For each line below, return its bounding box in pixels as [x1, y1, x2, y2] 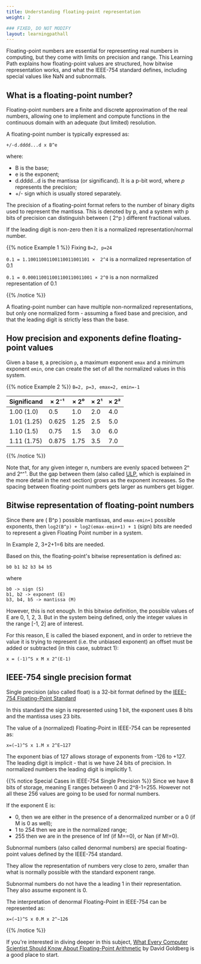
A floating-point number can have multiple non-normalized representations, [6, 303, 193, 311]
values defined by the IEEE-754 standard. [20, 850, 123, 858]
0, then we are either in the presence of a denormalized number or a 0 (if [14, 813, 196, 820]
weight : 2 [6, 14, 31, 20]
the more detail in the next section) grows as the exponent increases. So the [6, 476, 195, 484]
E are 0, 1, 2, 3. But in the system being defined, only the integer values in [6, 613, 188, 620]
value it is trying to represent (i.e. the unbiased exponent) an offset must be [6, 638, 193, 645]
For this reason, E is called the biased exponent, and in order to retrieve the [6, 631, 192, 638]
